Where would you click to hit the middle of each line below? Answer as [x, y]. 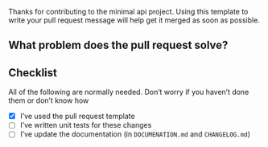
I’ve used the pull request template [77, 116]
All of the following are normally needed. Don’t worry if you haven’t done [129, 92]
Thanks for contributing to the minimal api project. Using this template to [128, 12]
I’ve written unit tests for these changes [86, 125]
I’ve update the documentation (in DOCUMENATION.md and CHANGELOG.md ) [135, 134]
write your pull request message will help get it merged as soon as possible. [134, 20]
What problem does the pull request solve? [118, 45]
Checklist [33, 73]
